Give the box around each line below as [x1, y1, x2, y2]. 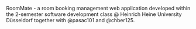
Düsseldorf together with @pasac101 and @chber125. [6, 17, 135, 23]
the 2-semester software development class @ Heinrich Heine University [6, 11, 183, 18]
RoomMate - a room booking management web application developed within [6, 5, 191, 11]
